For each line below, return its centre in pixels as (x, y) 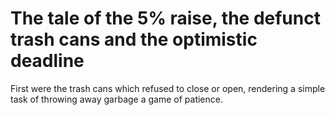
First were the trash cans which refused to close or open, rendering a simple (168, 88)
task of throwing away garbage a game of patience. (116, 99)
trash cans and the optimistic (134, 39)
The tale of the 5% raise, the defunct (165, 18)
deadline (47, 61)
